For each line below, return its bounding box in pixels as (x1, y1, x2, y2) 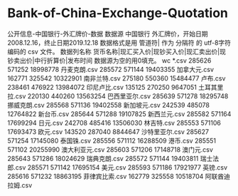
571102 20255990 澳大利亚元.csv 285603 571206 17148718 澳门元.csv (7, 145, 213, 154)
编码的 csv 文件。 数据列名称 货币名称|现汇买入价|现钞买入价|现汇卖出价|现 (7, 47, 226, 56)
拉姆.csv (7, 180, 33, 190)
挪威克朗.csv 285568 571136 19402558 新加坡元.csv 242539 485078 (7, 100, 210, 109)
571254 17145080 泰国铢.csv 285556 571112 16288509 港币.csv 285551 (7, 136, 217, 145)
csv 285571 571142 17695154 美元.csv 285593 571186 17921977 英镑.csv (15, 163, 228, 172)
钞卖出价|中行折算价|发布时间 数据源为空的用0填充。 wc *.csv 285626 (7, 56, 212, 65)
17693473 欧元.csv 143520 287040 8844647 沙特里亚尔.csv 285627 (7, 127, 210, 136)
